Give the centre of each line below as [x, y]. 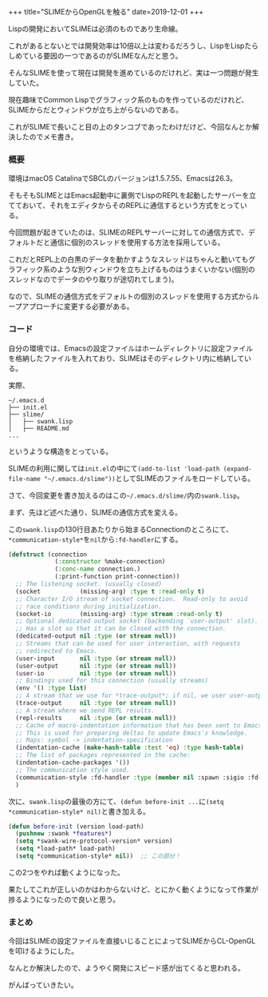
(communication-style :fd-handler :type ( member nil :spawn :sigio [130, 777]
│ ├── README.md [39, 428]
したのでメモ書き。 [46, 137]
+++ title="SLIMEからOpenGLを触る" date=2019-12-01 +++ [106, 12]
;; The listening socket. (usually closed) [89, 584]
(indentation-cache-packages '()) [73, 763]
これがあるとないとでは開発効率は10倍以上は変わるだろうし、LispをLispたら [134, 46]
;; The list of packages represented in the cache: [103, 755]
